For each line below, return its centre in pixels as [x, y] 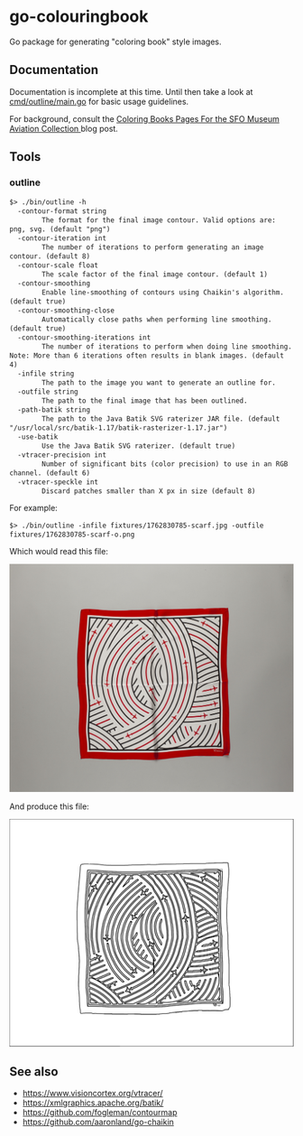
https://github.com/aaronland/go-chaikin [98, 1122]
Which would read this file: [59, 552]
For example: [34, 508]
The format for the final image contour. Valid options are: [159, 220]
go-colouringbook [79, 17]
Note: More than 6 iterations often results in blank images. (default [147, 356]
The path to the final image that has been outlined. [145, 401]
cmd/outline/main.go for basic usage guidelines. [99, 101]
